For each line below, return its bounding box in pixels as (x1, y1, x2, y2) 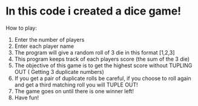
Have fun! (14, 94, 39, 101)
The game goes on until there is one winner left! (14, 87, 134, 94)
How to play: (5, 24, 38, 31)
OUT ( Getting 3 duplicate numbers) (14, 68, 104, 75)
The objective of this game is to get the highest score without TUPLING (14, 62, 193, 69)
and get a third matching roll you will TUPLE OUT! (14, 81, 139, 88)
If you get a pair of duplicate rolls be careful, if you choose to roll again (14, 75, 191, 82)
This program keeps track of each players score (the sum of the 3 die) (14, 55, 190, 62)
